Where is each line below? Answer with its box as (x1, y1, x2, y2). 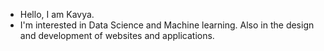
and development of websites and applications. (19, 30, 215, 41)
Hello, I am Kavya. (19, 9, 95, 20)
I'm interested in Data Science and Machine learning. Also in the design (19, 19, 315, 31)
